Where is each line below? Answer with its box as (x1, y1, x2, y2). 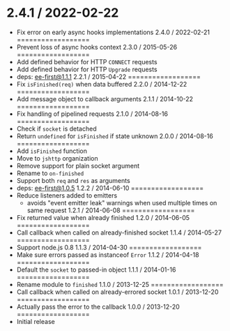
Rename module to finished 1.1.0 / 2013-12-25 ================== (16, 280, 224, 288)
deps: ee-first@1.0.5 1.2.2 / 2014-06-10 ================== (16, 184, 204, 192)
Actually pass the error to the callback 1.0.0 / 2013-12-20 (16, 302, 181, 311)
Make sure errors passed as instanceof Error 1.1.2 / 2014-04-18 (16, 250, 199, 259)
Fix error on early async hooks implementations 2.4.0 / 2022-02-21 (16, 28, 210, 36)
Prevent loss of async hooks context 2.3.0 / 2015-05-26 (16, 43, 178, 51)
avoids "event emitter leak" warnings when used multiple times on (26, 198, 217, 207)
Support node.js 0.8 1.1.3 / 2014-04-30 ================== (16, 243, 202, 251)
